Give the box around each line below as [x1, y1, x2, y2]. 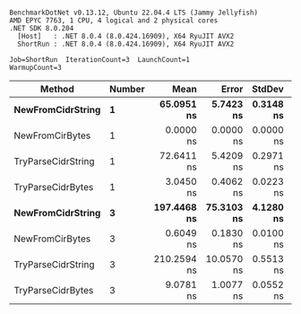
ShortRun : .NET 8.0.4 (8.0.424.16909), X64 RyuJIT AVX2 [17, 39, 235, 48]
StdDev [252, 83, 284, 95]
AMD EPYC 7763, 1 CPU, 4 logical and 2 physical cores [9, 16, 219, 25]
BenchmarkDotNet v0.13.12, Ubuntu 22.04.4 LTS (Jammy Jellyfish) [9, 8, 258, 17]
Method [39, 83, 74, 95]
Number [108, 83, 145, 95]
